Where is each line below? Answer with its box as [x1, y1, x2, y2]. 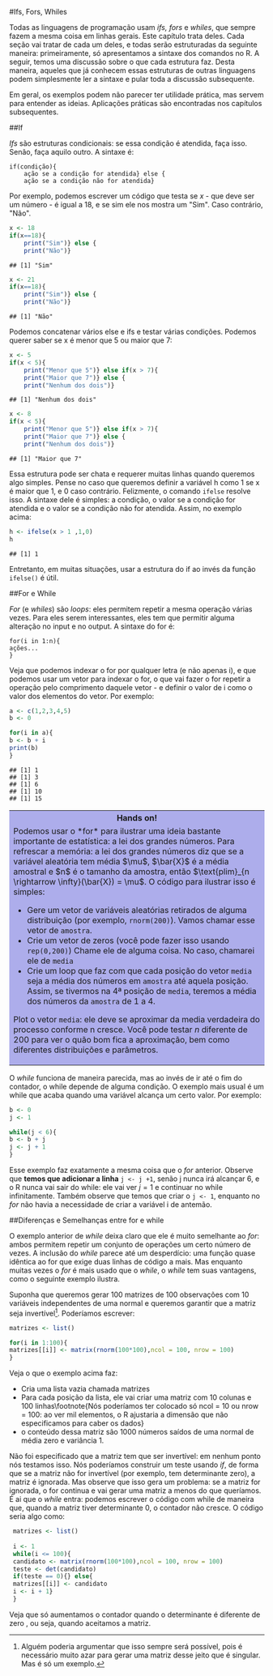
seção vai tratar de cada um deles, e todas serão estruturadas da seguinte [9, 40, 258, 49]
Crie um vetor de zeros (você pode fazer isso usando [27, 935, 230, 946]
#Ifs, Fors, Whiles [9, 7, 67, 16]
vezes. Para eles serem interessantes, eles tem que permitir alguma [9, 612, 235, 622]
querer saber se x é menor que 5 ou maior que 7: [9, 335, 173, 345]
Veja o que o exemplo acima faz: [9, 1368, 118, 1378]
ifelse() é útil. [9, 573, 59, 582]
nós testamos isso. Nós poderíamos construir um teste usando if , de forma [9, 1460, 259, 1469]
